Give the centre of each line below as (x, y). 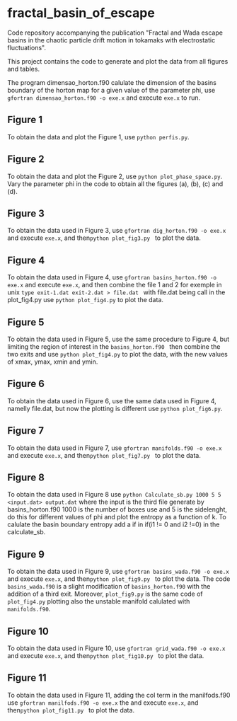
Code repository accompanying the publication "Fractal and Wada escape (115, 33)
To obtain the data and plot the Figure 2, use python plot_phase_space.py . (115, 176)
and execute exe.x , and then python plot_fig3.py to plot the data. (104, 238)
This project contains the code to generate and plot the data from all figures (118, 61)
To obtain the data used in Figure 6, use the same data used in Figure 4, (112, 400)
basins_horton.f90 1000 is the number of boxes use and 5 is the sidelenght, (117, 509)
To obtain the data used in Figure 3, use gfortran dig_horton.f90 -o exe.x (117, 231)
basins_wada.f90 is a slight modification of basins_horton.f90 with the (109, 587)
